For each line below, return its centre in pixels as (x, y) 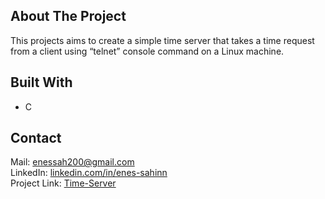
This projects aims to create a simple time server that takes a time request (162, 40)
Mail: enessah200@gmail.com (72, 162)
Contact (36, 138)
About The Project (68, 16)
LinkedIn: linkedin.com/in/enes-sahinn (89, 173)
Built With (41, 82)
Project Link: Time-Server (63, 183)
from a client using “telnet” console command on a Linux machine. (147, 51)
